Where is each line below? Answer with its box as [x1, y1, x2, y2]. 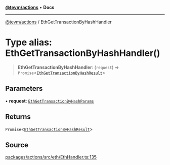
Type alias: [5, 37, 52, 48]
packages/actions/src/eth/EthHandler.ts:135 [5, 154, 97, 160]
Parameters [5, 84, 43, 93]
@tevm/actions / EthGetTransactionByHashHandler [5, 19, 112, 25]
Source [5, 141, 29, 149]
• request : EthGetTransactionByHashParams [5, 97, 94, 104]
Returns [5, 113, 31, 121]
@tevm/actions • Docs [5, 5, 55, 10]
